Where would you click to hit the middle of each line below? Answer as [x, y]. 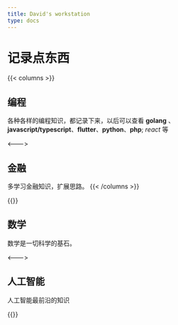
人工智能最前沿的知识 [38, 300]
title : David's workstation [49, 14]
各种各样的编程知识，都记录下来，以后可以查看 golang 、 [91, 121]
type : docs [23, 21]
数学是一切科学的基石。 [41, 243]
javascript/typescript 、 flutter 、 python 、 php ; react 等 [88, 129]
